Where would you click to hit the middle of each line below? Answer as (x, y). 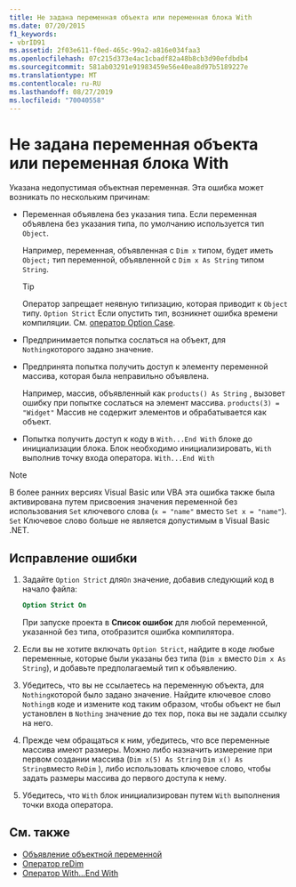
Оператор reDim (53, 863)
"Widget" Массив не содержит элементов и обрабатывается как (144, 412)
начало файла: (50, 589)
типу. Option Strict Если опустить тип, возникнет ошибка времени (150, 313)
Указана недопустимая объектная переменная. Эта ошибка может (136, 188)
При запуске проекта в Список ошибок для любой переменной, (145, 622)
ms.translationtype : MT (53, 76)
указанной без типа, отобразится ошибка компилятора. (128, 632)
